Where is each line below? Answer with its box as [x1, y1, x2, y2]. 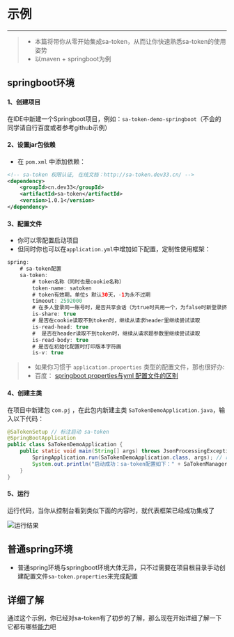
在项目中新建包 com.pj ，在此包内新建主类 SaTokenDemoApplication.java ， [7, 405, 219, 414]
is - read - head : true [32, 323, 89, 331]
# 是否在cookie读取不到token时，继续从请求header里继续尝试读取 [32, 317, 201, 324]
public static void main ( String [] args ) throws [19, 448, 160, 455]
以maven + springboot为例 [34, 54, 111, 63]
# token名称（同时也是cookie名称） [32, 278, 125, 285]
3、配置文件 [7, 219, 42, 228]
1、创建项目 [7, 97, 41, 106]
